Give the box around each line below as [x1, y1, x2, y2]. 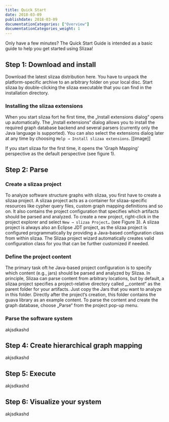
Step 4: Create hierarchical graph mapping [5, 341, 143, 350]
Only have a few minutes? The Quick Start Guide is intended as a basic [5, 40, 153, 46]
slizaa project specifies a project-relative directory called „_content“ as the [5, 281, 161, 287]
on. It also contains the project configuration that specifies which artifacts [5, 208, 159, 214]
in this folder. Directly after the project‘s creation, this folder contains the [5, 292, 156, 298]
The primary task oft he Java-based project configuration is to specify [5, 264, 152, 271]
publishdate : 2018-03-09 [5, 17, 58, 22]
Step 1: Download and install [5, 60, 96, 69]
